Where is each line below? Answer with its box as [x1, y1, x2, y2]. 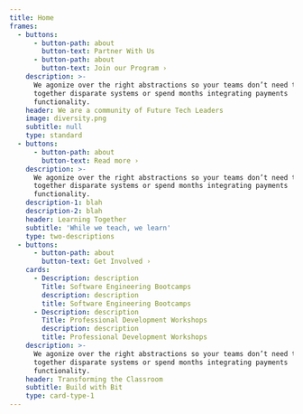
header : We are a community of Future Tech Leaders [25, 106, 224, 115]
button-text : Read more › [41, 155, 140, 165]
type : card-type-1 [25, 391, 95, 400]
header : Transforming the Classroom [25, 374, 164, 384]
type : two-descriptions [25, 231, 115, 240]
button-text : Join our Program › [41, 64, 168, 73]
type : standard [25, 131, 83, 140]
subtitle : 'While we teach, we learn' [25, 223, 171, 232]
